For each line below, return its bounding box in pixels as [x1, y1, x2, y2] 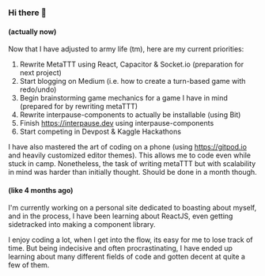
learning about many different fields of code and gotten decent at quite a [8, 252, 245, 262]
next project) [19, 68, 62, 78]
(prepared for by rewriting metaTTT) [19, 102, 138, 112]
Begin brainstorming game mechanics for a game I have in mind [19, 93, 228, 103]
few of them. [8, 260, 50, 270]
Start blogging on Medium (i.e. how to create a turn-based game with [19, 77, 246, 86]
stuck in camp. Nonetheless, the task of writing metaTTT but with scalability [8, 159, 256, 168]
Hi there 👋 [8, 7, 47, 18]
